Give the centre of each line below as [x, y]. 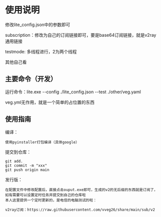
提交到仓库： [18, 152]
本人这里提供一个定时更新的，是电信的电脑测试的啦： [51, 200]
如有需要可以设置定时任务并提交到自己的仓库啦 [46, 195]
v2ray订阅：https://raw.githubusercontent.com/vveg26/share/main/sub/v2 [80, 210]
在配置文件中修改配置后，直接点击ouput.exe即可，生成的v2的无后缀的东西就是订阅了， [81, 190]
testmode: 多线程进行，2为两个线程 [41, 52]
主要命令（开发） [31, 79]
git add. [14, 161]
